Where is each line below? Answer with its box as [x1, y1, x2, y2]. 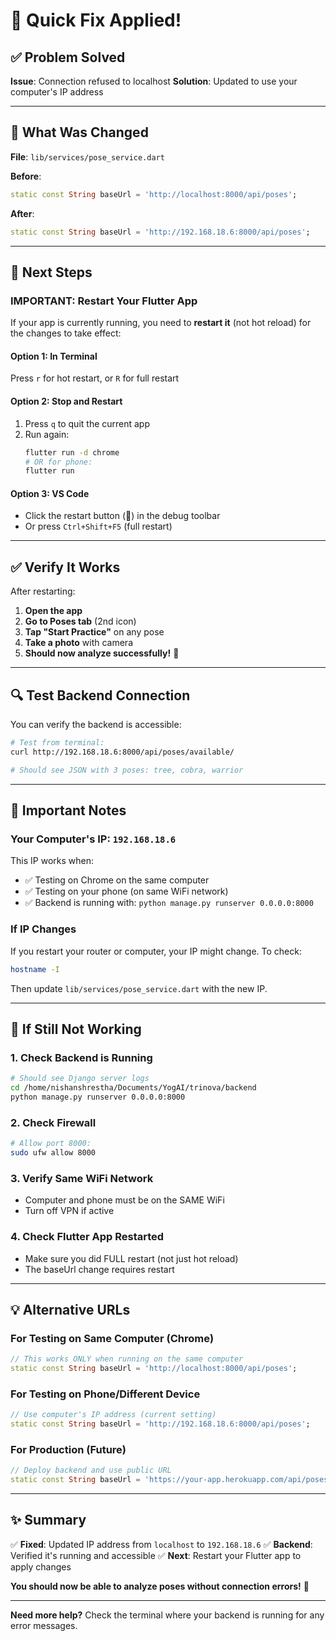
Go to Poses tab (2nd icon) [24, 615, 137, 628]
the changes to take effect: [10, 327, 122, 339]
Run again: [24, 428, 70, 440]
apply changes [10, 1560, 72, 1573]
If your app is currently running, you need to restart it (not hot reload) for [10, 317, 312, 329]
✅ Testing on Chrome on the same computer [24, 874, 210, 886]
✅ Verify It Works [10, 559, 121, 576]
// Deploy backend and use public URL [10, 1465, 172, 1476]
